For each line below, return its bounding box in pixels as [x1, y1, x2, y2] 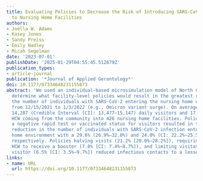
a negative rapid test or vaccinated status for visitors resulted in [11, 121, 193, 127]
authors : [6, 20, 28, 26]
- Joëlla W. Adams [6, 25, 53, 32]
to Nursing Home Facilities [11, 14, 83, 21]
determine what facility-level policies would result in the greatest [11, 93, 193, 99]
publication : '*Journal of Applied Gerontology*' [6, 76, 134, 82]
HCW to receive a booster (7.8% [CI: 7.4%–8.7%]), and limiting [11, 143, 177, 150]
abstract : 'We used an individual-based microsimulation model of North [6, 87, 193, 94]
